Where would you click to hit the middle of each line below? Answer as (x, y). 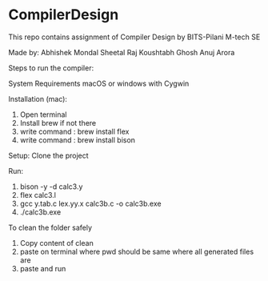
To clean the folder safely (50, 227)
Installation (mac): (38, 98)
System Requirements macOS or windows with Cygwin (99, 83)
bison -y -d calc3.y (51, 187)
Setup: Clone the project (49, 155)
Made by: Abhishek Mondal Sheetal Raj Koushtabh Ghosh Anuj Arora (122, 52)
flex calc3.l (38, 195)
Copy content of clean (56, 243)
